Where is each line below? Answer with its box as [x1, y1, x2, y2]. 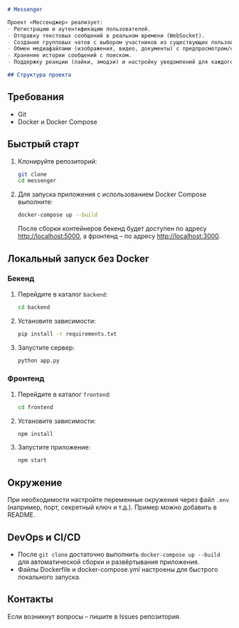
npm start [17, 457, 48, 464]
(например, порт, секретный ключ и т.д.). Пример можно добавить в [7, 503, 217, 511]
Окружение [7, 477, 63, 489]
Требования [7, 91, 64, 103]
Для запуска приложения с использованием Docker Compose [17, 190, 207, 198]
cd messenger [17, 177, 57, 184]
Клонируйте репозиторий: [17, 156, 97, 166]
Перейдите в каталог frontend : [17, 390, 112, 398]
